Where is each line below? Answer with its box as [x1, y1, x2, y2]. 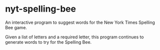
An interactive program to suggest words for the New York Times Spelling [5, 19, 156, 25]
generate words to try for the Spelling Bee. [5, 39, 92, 45]
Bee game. [5, 24, 27, 30]
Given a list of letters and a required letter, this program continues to [5, 34, 144, 40]
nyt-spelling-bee [5, 3, 77, 15]
